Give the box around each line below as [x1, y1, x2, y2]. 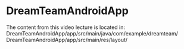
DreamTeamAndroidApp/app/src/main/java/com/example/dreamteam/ [6, 30, 179, 37]
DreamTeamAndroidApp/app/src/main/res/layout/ [6, 36, 128, 43]
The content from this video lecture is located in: [6, 24, 126, 31]
